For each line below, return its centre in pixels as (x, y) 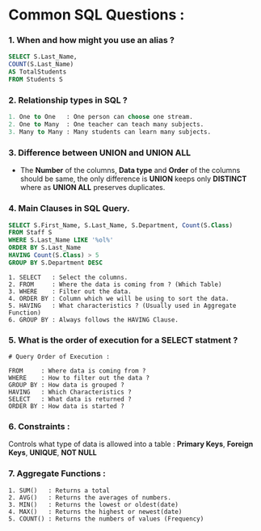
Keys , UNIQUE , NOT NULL (53, 453)
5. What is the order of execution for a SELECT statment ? (123, 339)
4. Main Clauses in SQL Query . (69, 209)
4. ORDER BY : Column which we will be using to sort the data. (119, 298)
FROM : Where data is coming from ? (78, 371)
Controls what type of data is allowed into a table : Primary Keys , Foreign (131, 444)
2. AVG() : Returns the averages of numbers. (90, 497)
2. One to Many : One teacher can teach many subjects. (106, 124)
